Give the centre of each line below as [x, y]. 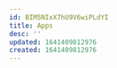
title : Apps [31, 26]
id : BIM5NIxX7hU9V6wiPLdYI [59, 17]
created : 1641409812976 [53, 50]
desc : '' [25, 34]
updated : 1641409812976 [53, 42]
